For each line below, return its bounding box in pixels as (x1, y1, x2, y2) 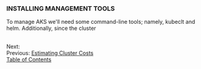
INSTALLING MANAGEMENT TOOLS (6, 4, 115, 13)
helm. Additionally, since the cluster (6, 24, 96, 32)
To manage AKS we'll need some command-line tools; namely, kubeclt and (6, 18, 195, 26)
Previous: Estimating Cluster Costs (6, 49, 94, 57)
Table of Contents (6, 56, 52, 64)
